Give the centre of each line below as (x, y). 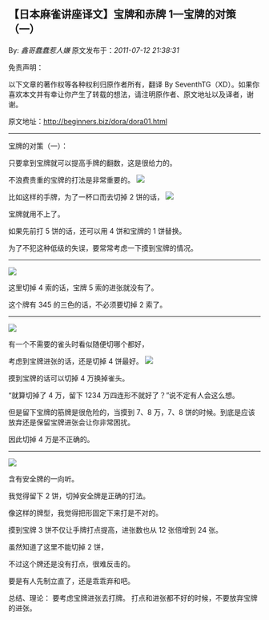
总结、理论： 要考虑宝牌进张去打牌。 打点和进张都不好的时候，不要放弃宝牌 (133, 598)
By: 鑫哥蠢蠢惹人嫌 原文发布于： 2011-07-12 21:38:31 (94, 50)
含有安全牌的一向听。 (43, 478)
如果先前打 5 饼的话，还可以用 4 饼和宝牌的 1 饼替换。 (97, 231)
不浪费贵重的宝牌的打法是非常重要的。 (71, 179)
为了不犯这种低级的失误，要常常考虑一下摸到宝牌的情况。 (103, 248)
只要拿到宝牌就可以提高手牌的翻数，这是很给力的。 (92, 163)
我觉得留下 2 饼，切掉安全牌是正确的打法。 (79, 496)
